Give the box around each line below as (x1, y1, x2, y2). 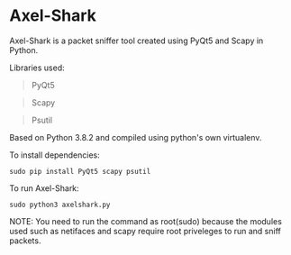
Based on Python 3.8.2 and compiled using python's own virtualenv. (9, 132, 262, 142)
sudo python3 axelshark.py (9, 200, 111, 209)
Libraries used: (9, 62, 65, 73)
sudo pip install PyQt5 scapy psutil (9, 167, 151, 176)
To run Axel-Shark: (9, 182, 79, 194)
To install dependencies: (9, 150, 101, 160)
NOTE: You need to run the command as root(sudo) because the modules (9, 215, 282, 226)
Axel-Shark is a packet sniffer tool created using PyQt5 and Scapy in (9, 35, 264, 46)
